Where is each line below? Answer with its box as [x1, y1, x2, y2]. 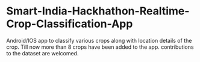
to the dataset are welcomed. [6, 49, 79, 57]
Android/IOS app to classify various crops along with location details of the [6, 37, 192, 44]
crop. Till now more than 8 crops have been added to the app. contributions [6, 43, 194, 51]
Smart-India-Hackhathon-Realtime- [6, 4, 190, 18]
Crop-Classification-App [6, 17, 133, 31]
